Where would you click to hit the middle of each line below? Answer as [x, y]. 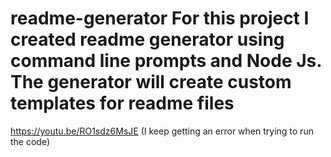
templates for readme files [122, 103]
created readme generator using [147, 39]
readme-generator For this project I [160, 18]
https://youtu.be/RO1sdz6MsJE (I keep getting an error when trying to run [162, 131]
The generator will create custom [151, 82]
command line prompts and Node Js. [166, 61]
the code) [30, 141]
